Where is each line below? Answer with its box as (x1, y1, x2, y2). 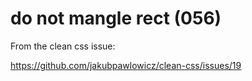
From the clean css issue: (10, 40, 116, 52)
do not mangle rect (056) (10, 7, 222, 30)
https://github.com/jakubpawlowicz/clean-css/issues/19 (10, 59, 242, 71)
